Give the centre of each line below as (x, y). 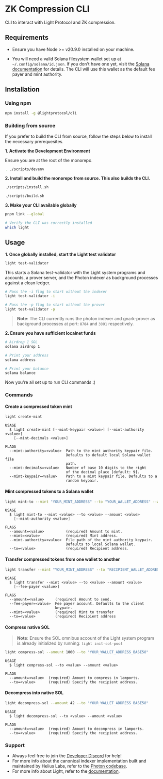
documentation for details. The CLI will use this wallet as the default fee (83, 69)
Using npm (18, 103)
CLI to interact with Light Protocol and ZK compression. (60, 22)
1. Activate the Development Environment (48, 151)
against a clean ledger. (28, 283)
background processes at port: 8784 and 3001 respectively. (75, 324)
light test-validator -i (30, 296)
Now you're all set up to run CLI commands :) (50, 382)
